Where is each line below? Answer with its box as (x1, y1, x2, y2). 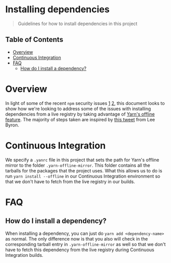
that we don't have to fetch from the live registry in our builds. (5, 178, 135, 185)
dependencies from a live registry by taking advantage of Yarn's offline (5, 111, 155, 117)
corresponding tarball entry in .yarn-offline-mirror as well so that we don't (5, 241, 166, 247)
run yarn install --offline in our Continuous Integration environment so (5, 173, 161, 179)
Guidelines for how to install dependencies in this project (17, 20, 138, 27)
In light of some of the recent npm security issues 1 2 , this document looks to (5, 100, 165, 106)
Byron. (5, 122, 19, 128)
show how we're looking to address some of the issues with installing (5, 105, 152, 112)
